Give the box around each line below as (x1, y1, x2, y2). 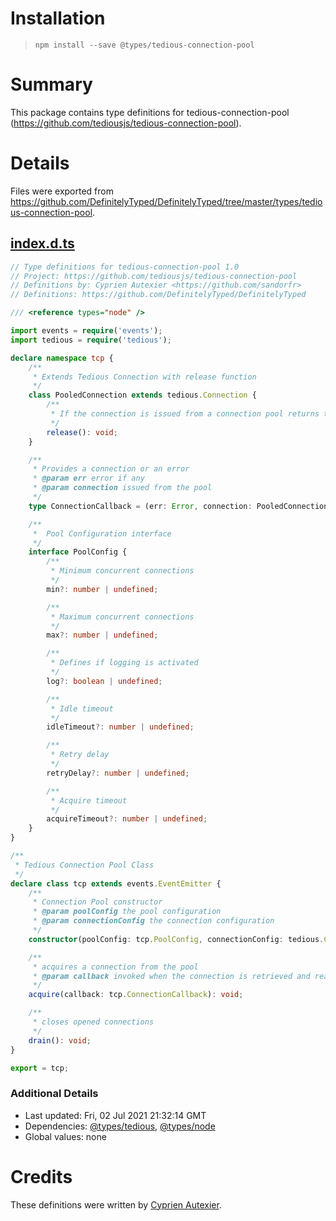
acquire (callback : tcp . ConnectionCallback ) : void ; (28, 990, 244, 1000)
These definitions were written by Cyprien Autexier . (10, 1198, 222, 1211)
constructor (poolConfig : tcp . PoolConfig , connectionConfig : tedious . (28, 934, 325, 944)
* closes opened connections (32, 1017, 155, 1027)
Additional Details (10, 1087, 99, 1101)
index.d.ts (10, 235, 75, 252)
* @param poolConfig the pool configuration (32, 907, 222, 917)
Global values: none (24, 1130, 107, 1142)
